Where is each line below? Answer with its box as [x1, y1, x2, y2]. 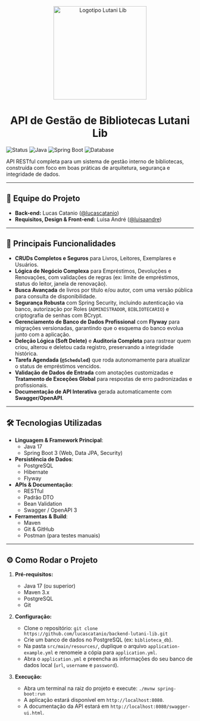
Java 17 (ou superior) [23, 582, 76, 589]
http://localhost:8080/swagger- [110, 704, 190, 710]
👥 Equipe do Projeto [6, 194, 80, 204]
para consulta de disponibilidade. [14, 292, 97, 300]
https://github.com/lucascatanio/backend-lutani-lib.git [23, 631, 168, 637]
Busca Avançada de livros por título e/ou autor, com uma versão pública [14, 286, 193, 294]
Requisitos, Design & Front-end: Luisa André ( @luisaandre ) [14, 215, 162, 223]
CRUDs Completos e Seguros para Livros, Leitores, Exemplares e [14, 254, 176, 262]
